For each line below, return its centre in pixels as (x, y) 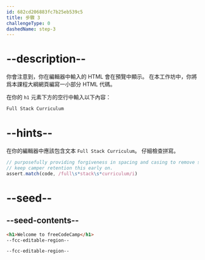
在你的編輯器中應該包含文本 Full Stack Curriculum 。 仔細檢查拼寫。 (93, 151)
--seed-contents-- (43, 221)
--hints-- (30, 133)
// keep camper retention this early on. (60, 168)
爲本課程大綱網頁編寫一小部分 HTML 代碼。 (61, 84)
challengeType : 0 (28, 23)
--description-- (46, 59)
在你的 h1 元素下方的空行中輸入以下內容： (59, 97)
